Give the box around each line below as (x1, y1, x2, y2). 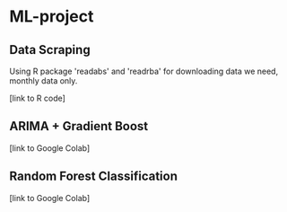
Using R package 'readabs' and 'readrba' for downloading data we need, (9, 66, 279, 76)
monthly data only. (9, 75, 78, 86)
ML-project (9, 6, 94, 27)
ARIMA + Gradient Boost (9, 119, 149, 134)
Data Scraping (9, 42, 91, 57)
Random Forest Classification (9, 169, 178, 184)
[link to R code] (9, 93, 65, 103)
